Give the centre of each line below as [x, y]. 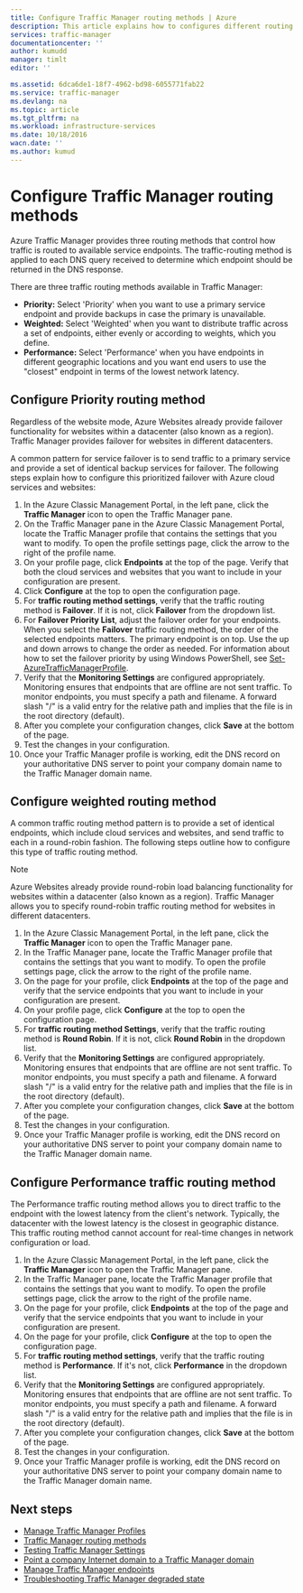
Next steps [41, 1509]
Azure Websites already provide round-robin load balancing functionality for [152, 887]
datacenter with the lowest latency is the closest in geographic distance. [145, 1224]
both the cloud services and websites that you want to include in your [152, 572]
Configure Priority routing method [108, 400]
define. [37, 342]
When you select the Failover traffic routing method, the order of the [151, 629]
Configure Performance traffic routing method [143, 1183]
